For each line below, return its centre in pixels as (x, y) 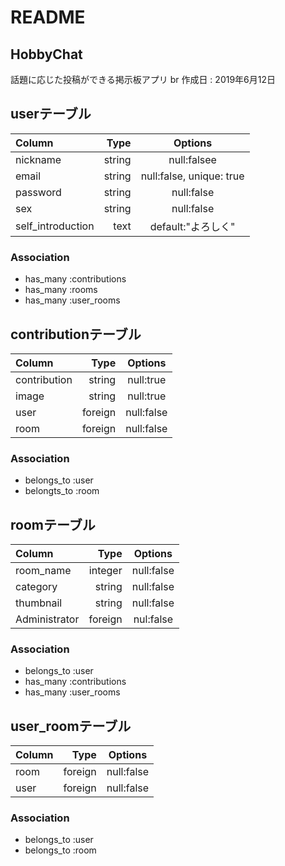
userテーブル (51, 114)
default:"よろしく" (192, 226)
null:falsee (192, 159)
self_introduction (55, 226)
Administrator (47, 619)
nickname (38, 159)
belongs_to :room (60, 850)
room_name (43, 571)
